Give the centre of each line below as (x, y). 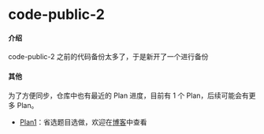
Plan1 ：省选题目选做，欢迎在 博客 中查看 (83, 122)
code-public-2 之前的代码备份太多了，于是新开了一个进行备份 (108, 57)
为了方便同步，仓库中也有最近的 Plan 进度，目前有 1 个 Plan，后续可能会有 (129, 95)
